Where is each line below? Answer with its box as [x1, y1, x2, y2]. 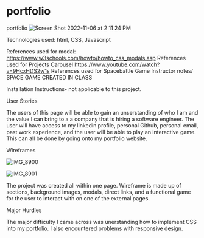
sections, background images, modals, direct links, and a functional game [6, 188, 191, 195]
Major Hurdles [6, 206, 42, 214]
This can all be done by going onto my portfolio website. [6, 135, 147, 142]
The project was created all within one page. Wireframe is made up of [6, 182, 181, 189]
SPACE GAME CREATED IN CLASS [6, 73, 93, 81]
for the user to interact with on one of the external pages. [6, 194, 150, 202]
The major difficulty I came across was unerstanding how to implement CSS [6, 218, 197, 225]
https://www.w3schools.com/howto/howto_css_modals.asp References [6, 54, 186, 61]
